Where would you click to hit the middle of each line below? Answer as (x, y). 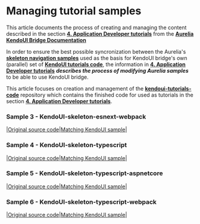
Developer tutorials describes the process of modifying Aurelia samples (97, 70)
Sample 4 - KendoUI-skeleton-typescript (67, 145)
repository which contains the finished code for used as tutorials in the (107, 95)
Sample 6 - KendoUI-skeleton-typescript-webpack (81, 202)
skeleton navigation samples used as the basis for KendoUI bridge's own (97, 58)
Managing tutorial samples (74, 11)
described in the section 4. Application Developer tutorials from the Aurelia (100, 33)
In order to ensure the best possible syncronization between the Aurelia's (96, 51)
